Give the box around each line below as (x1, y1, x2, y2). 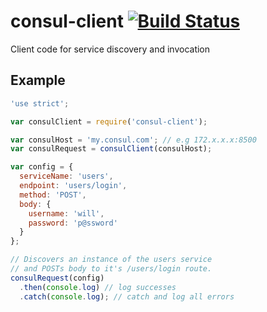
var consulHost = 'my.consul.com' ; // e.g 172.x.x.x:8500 (10, 135, 257, 145)
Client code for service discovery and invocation (10, 43, 211, 55)
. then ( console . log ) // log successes (19, 282, 177, 292)
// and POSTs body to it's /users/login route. (10, 264, 213, 274)
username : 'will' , (28, 208, 105, 219)
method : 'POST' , (19, 190, 87, 200)
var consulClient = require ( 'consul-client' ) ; (10, 116, 208, 127)
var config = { (10, 162, 74, 172)
